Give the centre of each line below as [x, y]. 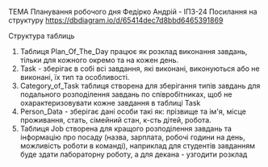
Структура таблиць [42, 36]
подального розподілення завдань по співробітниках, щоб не [126, 94]
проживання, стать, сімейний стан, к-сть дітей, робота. [115, 120]
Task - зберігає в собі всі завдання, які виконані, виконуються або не [140, 69]
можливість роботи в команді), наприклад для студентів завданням [138, 146]
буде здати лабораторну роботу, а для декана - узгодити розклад [134, 154]
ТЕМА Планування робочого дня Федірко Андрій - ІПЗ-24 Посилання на [133, 12]
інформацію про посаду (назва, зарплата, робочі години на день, [132, 137]
